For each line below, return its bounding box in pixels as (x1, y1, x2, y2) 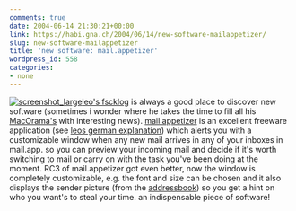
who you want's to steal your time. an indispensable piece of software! (9, 191, 271, 202)
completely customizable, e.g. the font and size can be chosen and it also (9, 172, 282, 183)
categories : (9, 64, 54, 73)
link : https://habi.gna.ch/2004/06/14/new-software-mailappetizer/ (9, 30, 267, 39)
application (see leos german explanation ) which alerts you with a (9, 125, 252, 136)
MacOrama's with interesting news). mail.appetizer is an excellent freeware (9, 115, 288, 126)
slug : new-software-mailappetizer (9, 38, 139, 48)
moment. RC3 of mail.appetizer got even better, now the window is (9, 163, 256, 173)
